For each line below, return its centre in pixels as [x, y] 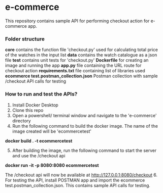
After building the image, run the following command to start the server [84, 150]
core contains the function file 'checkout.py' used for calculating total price [81, 50]
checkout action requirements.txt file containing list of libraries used [75, 71]
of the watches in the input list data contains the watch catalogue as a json [81, 55]
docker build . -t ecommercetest [39, 141]
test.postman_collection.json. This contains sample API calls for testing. [78, 185]
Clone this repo [28, 110]
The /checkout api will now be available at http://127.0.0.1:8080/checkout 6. [81, 175]
